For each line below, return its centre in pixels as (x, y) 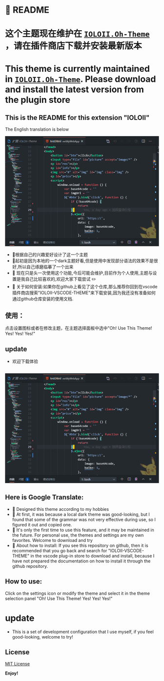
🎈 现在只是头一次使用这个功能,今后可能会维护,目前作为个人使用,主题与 (82, 273)
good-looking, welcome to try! (42, 637)
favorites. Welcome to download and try (52, 540)
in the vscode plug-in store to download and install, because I (92, 556)
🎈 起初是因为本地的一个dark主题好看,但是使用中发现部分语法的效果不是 (83, 260)
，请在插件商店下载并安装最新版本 (74, 46)
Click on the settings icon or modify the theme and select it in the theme (78, 593)
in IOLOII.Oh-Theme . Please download (81, 79)
